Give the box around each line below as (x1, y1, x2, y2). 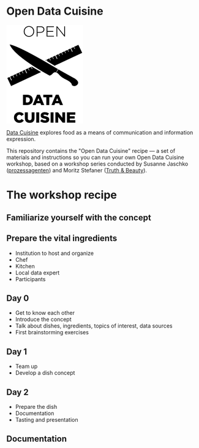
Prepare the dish (15, 403, 58, 411)
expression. (6, 136, 36, 143)
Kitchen (15, 262, 35, 270)
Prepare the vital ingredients (6, 233, 118, 244)
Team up (15, 362, 38, 370)
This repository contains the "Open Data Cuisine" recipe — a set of (6, 147, 176, 155)
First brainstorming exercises (15, 329, 89, 336)
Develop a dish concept (15, 369, 75, 376)
